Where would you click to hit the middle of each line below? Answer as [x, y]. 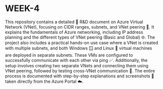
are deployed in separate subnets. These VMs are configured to [69, 55]
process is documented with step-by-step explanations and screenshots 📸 [80, 76]
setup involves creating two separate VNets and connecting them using [77, 65]
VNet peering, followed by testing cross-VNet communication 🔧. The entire [80, 71]
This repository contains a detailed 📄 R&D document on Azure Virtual [74, 22]
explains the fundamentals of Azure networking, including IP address [74, 32]
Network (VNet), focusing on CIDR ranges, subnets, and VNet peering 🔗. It [80, 27]
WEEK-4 [22, 8]
